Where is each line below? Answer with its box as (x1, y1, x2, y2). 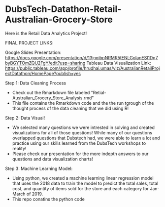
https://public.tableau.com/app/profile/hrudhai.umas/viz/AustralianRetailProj (5, 65, 160, 71)
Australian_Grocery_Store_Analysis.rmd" (12, 95, 94, 101)
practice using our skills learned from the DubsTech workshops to (12, 140, 146, 146)
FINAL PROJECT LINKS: (5, 40, 54, 45)
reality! (12, 145, 27, 151)
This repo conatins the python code (12, 196, 85, 202)
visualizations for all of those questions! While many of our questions (12, 129, 153, 135)
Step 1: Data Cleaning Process (5, 80, 66, 86)
